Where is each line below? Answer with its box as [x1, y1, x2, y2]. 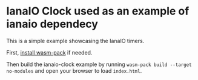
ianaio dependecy [6, 17, 99, 31]
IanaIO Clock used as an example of [6, 4, 190, 18]
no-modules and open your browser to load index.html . [6, 67, 142, 74]
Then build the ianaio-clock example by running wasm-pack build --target [6, 61, 192, 68]
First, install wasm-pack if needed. [6, 48, 93, 56]
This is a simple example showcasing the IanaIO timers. [6, 37, 145, 44]
